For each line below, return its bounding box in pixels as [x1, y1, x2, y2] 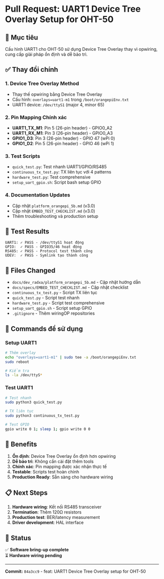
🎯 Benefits [5, 440, 38, 449]
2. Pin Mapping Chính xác [5, 114, 67, 121]
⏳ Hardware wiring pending [5, 553, 62, 558]
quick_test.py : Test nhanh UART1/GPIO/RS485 [12, 164, 107, 170]
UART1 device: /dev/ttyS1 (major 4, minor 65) [12, 102, 105, 107]
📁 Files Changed [5, 266, 56, 275]
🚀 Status [5, 534, 32, 542]
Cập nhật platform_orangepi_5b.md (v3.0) [12, 203, 95, 209]
